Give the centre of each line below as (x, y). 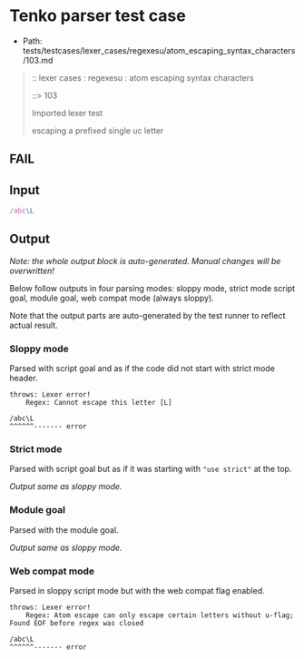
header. (24, 379)
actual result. (34, 325)
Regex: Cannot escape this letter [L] (99, 403)
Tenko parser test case (98, 16)
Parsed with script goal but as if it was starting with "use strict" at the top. (151, 469)
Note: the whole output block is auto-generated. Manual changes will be (145, 261)
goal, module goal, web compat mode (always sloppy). (112, 298)
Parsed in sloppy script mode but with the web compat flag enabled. (137, 591)
